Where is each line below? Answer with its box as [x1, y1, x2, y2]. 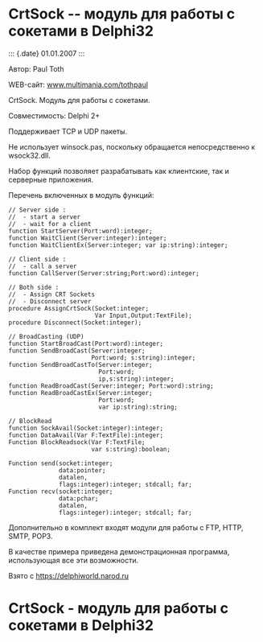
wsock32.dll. [8, 150, 51, 160]
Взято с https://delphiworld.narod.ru [8, 570, 129, 580]
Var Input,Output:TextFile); [94, 311, 193, 319]
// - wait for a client [8, 220, 92, 228]
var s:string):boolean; [91, 445, 171, 453]
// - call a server [8, 262, 78, 270]
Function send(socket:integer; [8, 459, 113, 467]
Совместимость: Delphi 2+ [8, 110, 101, 121]
